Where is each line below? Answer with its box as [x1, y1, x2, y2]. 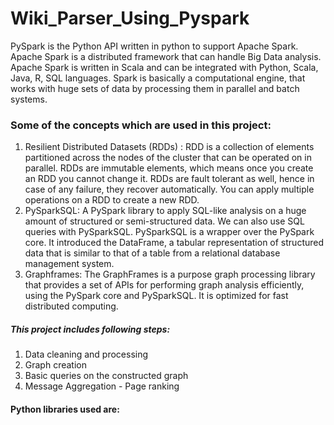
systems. [10, 93, 48, 105]
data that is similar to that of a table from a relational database [24, 247, 281, 259]
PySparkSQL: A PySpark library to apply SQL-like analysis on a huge [24, 205, 307, 217]
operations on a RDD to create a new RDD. [24, 194, 200, 206]
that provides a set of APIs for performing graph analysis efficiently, [24, 279, 305, 291]
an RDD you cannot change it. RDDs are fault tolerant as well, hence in [24, 173, 315, 185]
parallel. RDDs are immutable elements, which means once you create [24, 162, 314, 174]
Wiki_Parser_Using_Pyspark [10, 7, 250, 30]
